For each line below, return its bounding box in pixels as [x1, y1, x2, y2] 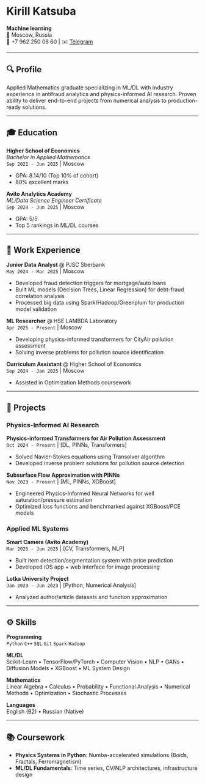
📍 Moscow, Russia [6, 31, 52, 38]
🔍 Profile [6, 64, 42, 75]
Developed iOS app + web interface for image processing [15, 563, 160, 570]
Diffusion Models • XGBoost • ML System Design [6, 665, 130, 672]
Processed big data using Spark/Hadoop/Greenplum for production [15, 299, 185, 307]
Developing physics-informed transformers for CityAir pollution [15, 335, 174, 343]
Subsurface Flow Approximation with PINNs [6, 471, 120, 479]
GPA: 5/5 [15, 215, 38, 222]
